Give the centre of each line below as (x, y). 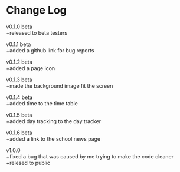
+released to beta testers (37, 32)
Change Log (36, 10)
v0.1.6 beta (19, 133)
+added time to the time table (42, 103)
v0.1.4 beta (19, 97)
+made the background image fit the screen (60, 85)
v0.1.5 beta (19, 115)
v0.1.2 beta (19, 62)
